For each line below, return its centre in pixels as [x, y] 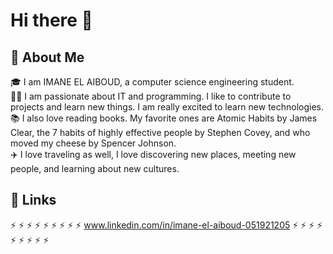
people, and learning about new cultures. [95, 168]
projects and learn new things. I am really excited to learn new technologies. [167, 107]
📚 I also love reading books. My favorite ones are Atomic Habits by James [164, 118]
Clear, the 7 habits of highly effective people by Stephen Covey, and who [160, 132]
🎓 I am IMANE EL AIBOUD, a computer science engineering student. [152, 82]
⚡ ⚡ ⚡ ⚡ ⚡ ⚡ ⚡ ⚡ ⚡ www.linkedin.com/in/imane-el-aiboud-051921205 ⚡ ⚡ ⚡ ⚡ [166, 225]
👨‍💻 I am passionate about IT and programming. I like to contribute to [151, 96]
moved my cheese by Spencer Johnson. [93, 143]
